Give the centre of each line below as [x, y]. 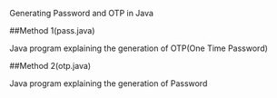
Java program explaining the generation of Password [109, 83]
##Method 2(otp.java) [50, 66]
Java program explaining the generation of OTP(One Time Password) [138, 48]
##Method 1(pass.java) [52, 30]
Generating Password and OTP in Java [82, 13]
